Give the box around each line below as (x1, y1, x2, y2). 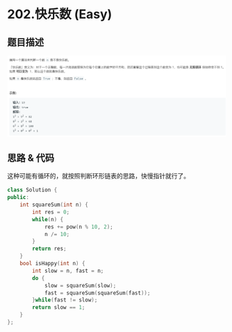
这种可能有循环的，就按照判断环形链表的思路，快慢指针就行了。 (7, 172, 190, 180)
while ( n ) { (32, 216, 64, 223)
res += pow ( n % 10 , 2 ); (44, 223, 113, 230)
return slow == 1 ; (32, 304, 85, 311)
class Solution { (7, 187, 58, 193)
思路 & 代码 (7, 152, 55, 164)
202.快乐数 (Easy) (7, 6, 113, 22)
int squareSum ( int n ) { (19, 201, 89, 209)
